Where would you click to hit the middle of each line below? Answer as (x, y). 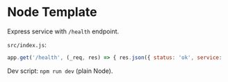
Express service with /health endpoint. (63, 31)
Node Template (52, 12)
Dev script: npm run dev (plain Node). (60, 71)
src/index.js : (27, 44)
